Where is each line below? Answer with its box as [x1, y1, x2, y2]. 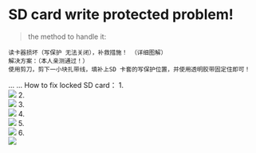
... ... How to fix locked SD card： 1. [8, 80, 124, 90]
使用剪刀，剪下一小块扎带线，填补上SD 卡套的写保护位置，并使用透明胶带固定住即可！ [8, 65, 251, 73]
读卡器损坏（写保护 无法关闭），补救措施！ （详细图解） [8, 48, 167, 56]
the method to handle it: [27, 32, 107, 41]
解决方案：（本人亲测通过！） [8, 57, 89, 65]
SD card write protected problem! [8, 6, 234, 24]
